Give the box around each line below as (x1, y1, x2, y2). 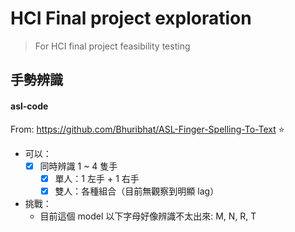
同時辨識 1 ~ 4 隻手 (39, 160, 118, 172)
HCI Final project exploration (10, 7, 252, 30)
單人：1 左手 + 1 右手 (54, 172, 140, 184)
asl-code (10, 100, 49, 112)
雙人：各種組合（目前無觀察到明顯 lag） (54, 185, 220, 197)
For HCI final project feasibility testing (34, 40, 191, 52)
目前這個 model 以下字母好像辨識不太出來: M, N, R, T (39, 210, 257, 222)
